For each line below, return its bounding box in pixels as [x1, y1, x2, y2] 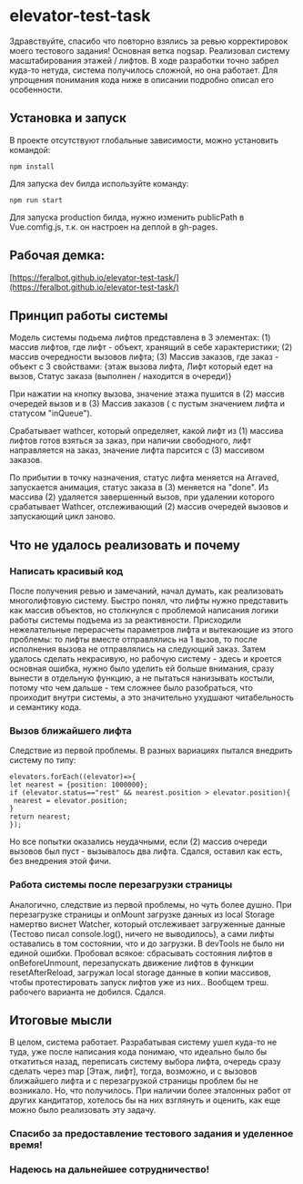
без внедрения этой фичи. [9, 856, 112, 867]
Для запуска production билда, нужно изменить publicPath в [9, 211, 245, 222]
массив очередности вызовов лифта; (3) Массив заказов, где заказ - [9, 352, 279, 363]
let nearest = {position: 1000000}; [9, 780, 148, 789]
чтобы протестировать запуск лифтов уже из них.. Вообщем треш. [9, 976, 269, 987]
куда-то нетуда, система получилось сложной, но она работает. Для [9, 65, 278, 76]
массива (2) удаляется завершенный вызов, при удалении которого [9, 491, 275, 502]
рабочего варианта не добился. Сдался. [9, 986, 167, 997]
